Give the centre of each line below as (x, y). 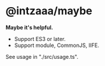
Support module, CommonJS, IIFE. (57, 45)
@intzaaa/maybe (49, 11)
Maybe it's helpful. (30, 27)
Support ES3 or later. (40, 39)
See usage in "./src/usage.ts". (42, 56)
